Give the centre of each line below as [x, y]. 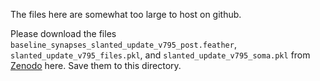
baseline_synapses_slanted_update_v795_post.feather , [123, 44]
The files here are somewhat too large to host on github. [126, 14]
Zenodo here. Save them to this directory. [96, 65]
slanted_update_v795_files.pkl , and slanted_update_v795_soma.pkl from [160, 55]
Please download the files [63, 33]
